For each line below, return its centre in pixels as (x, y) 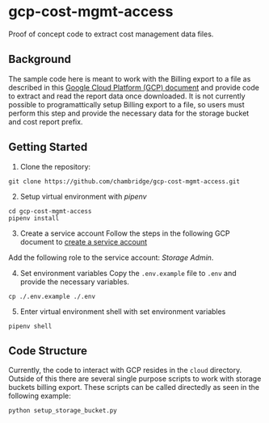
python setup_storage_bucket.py (63, 411)
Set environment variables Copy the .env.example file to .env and (128, 273)
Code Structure (48, 351)
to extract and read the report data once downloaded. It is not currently (127, 96)
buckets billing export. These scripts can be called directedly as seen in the (134, 387)
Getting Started (48, 147)
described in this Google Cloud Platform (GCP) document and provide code (134, 87)
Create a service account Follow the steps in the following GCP (125, 233)
